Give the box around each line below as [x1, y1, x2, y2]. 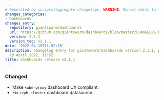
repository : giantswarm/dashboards [9, 25, 82, 30]
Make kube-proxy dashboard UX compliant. [12, 84, 99, 90]
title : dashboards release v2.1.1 [5, 57, 76, 62]
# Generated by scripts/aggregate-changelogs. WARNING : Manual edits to [5, 7, 156, 12]
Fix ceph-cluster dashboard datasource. [12, 89, 94, 95]
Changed [5, 73, 28, 80]
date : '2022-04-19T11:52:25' [5, 43, 64, 48]
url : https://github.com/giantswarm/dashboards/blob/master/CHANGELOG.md [9, 30, 163, 35]
